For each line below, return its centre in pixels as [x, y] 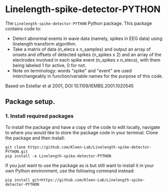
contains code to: [23, 28]
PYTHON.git [17, 152]
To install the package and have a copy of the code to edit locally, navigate [82, 127]
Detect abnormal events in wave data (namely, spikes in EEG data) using [87, 38]
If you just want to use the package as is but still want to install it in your [80, 165]
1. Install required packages [39, 116]
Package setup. [30, 102]
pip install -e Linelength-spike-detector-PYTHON [58, 156]
